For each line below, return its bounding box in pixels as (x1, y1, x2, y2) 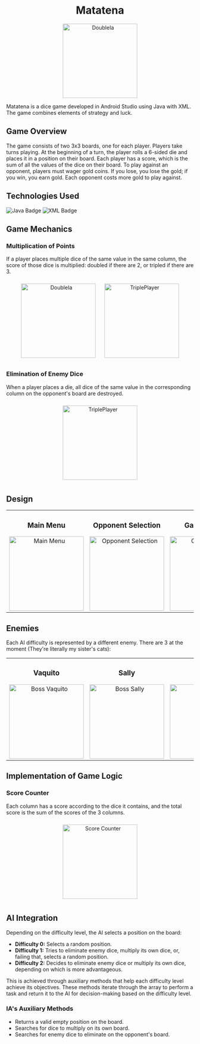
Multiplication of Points (6, 242, 76, 250)
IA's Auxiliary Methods (6, 1005, 74, 1013)
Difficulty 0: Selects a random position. (14, 940, 112, 948)
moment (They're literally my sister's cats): (6, 645, 111, 653)
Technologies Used (6, 191, 79, 201)
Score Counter (6, 789, 49, 797)
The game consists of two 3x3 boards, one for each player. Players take (6, 142, 183, 149)
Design (6, 494, 33, 504)
